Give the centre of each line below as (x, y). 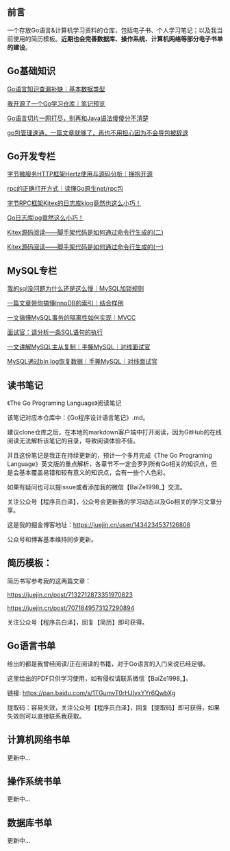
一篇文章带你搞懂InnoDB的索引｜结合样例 (65, 303)
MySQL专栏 (32, 271)
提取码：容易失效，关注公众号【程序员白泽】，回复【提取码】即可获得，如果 (114, 707)
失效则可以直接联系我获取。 (46, 716)
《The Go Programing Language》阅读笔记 (64, 403)
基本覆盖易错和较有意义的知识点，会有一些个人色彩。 (94, 473)
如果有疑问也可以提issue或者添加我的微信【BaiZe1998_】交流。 (97, 487)
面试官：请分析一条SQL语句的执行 (55, 332)
